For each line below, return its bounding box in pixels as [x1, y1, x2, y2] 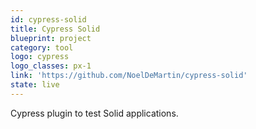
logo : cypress [10, 52, 70, 62]
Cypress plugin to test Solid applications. [10, 107, 179, 119]
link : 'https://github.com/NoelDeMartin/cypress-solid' [10, 71, 248, 81]
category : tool [10, 42, 74, 53]
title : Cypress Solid [10, 24, 101, 34]
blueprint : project [10, 33, 92, 43]
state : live [10, 80, 60, 90]
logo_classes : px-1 [10, 61, 92, 71]
